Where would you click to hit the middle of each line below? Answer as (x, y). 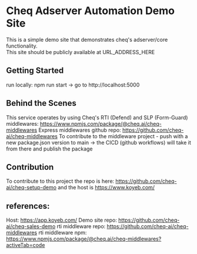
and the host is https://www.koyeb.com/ (106, 188)
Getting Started (35, 71)
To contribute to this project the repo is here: (60, 181)
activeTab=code (26, 245)
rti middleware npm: (62, 233)
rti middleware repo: (81, 226)
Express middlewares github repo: (80, 130)
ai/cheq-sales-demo (31, 226)
